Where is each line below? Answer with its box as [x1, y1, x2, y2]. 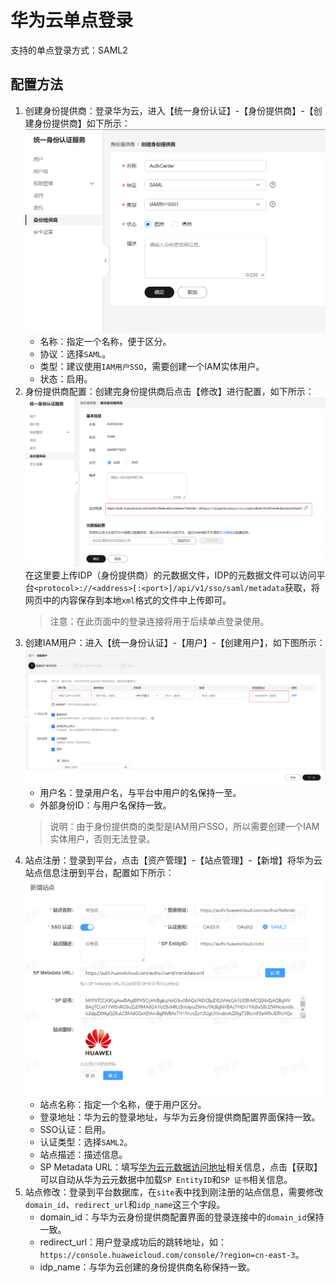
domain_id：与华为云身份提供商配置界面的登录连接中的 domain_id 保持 [39, 1211, 325, 1223]
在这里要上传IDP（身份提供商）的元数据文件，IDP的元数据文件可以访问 [24, 569, 317, 581]
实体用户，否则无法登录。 [49, 833, 156, 845]
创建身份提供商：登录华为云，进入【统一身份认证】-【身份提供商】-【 [24, 104, 314, 116]
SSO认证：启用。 [39, 1124, 112, 1136]
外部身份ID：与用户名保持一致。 [39, 799, 172, 811]
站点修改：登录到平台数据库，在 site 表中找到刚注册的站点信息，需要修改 [24, 1186, 324, 1198]
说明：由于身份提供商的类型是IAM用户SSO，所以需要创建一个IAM [49, 821, 320, 833]
